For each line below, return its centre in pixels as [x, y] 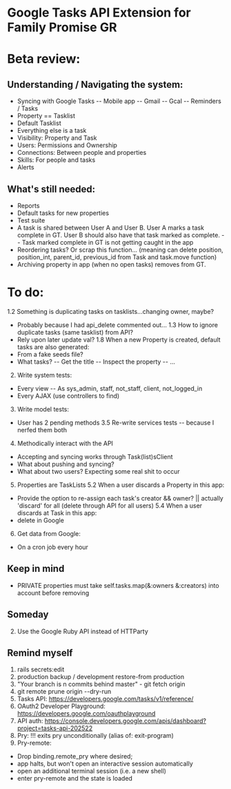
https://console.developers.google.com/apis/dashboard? [125, 721]
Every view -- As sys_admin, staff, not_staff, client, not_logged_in [110, 388]
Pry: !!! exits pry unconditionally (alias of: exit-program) [96, 736]
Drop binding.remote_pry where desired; [75, 756]
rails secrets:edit [41, 669]
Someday [28, 614]
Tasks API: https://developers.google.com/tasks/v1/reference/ [106, 699]
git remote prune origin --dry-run [64, 691]
